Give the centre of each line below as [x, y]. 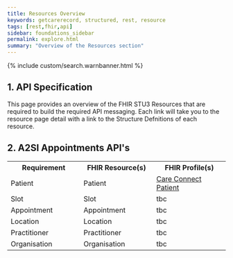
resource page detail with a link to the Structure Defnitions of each [102, 119]
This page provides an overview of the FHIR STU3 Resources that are [106, 104]
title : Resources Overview [46, 14]
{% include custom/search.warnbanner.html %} [75, 66]
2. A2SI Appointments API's [69, 148]
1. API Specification [50, 87]
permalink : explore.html [43, 40]
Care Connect [179, 179]
